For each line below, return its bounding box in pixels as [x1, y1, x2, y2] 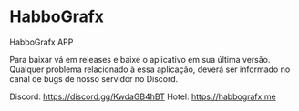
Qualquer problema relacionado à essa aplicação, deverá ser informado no [9, 64, 291, 75]
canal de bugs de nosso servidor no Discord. [9, 73, 179, 84]
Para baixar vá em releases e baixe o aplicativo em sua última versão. [9, 54, 271, 65]
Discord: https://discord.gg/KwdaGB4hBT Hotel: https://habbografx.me [9, 91, 276, 102]
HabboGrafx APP [9, 36, 74, 47]
